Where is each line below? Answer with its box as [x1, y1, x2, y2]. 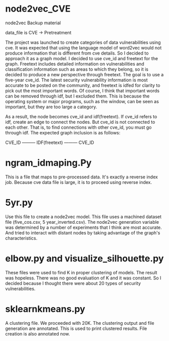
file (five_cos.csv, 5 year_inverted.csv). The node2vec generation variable [5, 219, 159, 225]
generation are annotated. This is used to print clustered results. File [5, 325, 147, 331]
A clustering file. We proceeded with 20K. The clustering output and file [5, 320, 155, 326]
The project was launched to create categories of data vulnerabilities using [5, 39, 161, 45]
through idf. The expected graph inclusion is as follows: [5, 129, 121, 135]
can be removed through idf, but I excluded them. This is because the [5, 93, 150, 99]
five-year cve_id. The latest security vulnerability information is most [5, 77, 148, 83]
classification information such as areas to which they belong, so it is [5, 66, 149, 72]
